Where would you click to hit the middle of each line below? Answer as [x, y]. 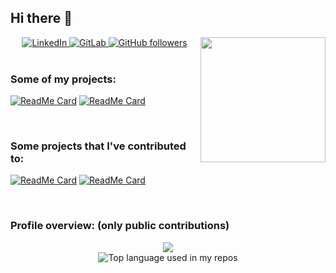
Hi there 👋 [41, 18]
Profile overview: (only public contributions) [120, 226]
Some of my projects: [63, 79]
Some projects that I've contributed [98, 146]
